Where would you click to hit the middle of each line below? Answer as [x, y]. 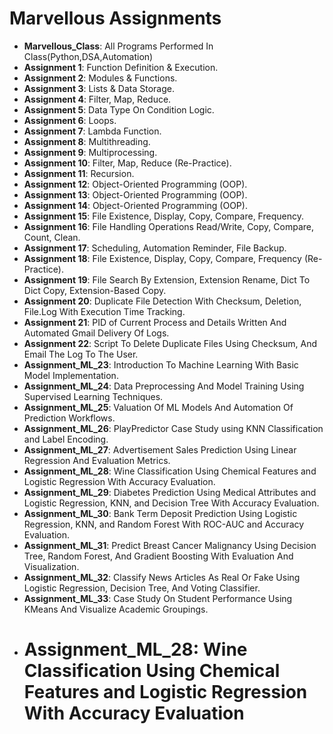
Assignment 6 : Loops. [70, 120]
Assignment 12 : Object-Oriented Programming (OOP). [135, 184]
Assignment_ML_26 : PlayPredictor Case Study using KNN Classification [173, 428]
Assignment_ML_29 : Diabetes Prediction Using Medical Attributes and [170, 492]
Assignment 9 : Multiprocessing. [90, 152]
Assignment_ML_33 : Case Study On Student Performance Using [158, 598]
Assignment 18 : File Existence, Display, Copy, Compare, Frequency [162, 258]
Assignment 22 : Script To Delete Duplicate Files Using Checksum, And [170, 343]
